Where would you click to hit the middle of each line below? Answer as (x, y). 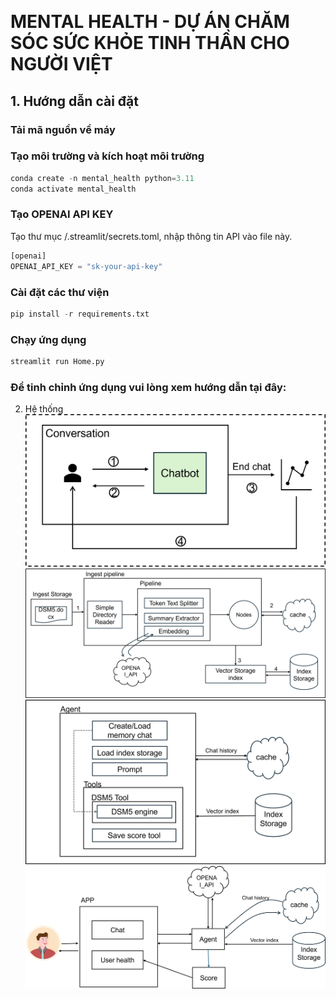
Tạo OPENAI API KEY (62, 214)
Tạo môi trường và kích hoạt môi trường (107, 156)
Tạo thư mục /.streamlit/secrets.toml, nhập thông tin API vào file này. (151, 236)
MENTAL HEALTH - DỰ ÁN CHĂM (150, 22)
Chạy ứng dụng (48, 339)
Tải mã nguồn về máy (63, 129)
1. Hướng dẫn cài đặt (74, 101)
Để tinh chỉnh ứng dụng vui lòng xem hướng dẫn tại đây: (148, 387)
